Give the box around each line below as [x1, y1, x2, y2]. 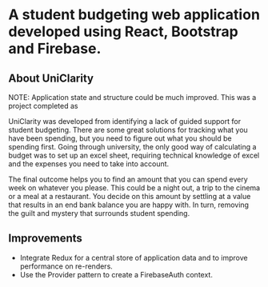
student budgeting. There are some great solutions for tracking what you [8, 126, 248, 134]
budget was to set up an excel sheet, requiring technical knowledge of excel [8, 150, 260, 160]
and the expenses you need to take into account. [8, 159, 170, 169]
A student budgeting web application [8, 6, 260, 24]
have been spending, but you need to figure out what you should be [8, 134, 232, 143]
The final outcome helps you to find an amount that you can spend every [8, 174, 248, 184]
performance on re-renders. [19, 261, 114, 271]
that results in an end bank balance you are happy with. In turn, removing [8, 200, 250, 209]
